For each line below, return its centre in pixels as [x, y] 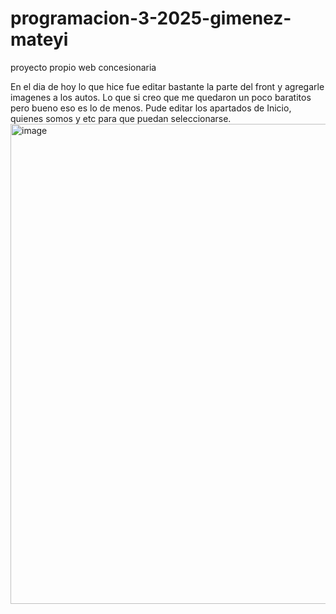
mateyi [39, 39]
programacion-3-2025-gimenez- [151, 18]
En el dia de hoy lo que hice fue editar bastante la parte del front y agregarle [167, 86]
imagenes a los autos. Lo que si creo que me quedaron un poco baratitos [161, 97]
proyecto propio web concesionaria [83, 67]
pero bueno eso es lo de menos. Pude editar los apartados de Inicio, [151, 108]
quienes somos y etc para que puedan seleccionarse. [121, 118]
